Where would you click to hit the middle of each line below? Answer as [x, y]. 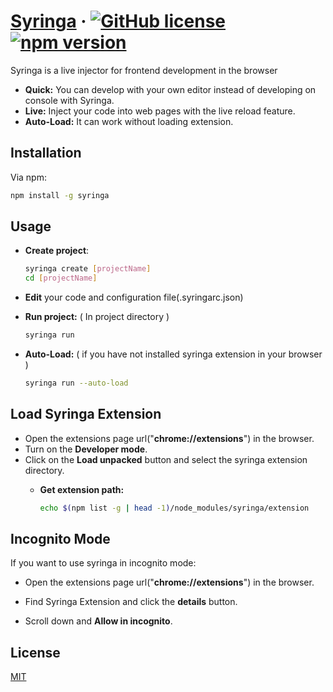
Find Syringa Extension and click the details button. [131, 602]
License [35, 652]
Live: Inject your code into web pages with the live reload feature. [160, 111]
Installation [46, 153]
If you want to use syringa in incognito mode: [103, 563]
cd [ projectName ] [61, 278]
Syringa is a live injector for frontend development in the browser [144, 70]
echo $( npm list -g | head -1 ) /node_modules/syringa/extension [174, 508]
